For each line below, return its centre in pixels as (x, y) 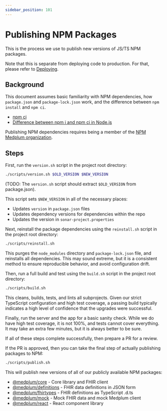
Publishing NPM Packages (61, 34)
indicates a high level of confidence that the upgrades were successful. (79, 308)
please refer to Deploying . (32, 69)
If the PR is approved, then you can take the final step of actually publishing (83, 348)
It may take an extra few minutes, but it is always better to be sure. (73, 328)
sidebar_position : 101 (29, 10)
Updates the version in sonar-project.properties (63, 220)
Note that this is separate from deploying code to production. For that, (77, 64)
